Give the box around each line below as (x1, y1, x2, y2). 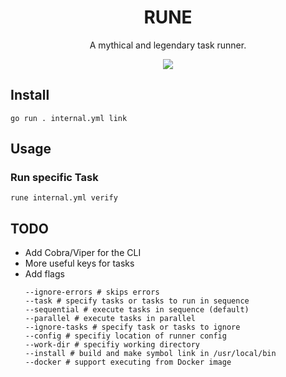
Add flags (24, 268, 65, 280)
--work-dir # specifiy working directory (24, 340, 200, 350)
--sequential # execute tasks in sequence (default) (24, 305, 250, 315)
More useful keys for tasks (24, 257, 135, 270)
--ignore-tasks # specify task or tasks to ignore (24, 322, 241, 333)
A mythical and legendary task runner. (89, 39, 247, 51)
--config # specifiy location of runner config (24, 331, 227, 341)
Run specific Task (10, 171, 99, 185)
